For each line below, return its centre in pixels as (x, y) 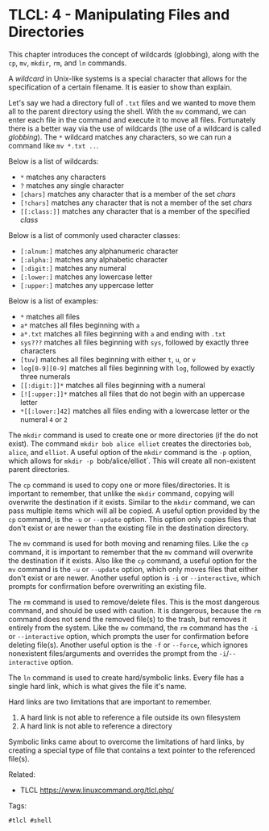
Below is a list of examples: (54, 301)
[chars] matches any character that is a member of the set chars (128, 194)
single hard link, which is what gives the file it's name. (97, 686)
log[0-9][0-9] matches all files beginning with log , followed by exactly (137, 368)
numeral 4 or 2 (44, 419)
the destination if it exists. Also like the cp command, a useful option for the (133, 560)
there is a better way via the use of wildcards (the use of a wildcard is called (135, 128)
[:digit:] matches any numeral (73, 268)
